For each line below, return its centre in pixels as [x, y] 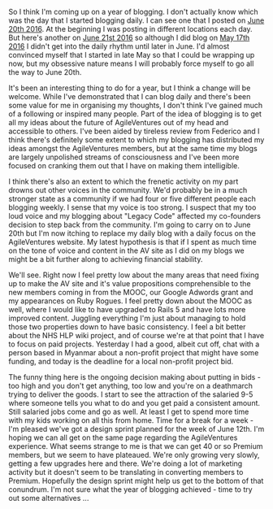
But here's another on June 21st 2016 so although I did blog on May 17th [129, 37]
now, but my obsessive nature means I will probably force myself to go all [131, 63]
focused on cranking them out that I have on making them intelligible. [124, 165]
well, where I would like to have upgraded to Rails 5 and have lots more [127, 309]
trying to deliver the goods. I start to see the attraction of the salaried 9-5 [131, 394]
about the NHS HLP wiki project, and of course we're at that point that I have [136, 335]
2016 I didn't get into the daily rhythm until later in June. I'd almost [119, 46]
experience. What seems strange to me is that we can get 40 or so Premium [136, 446]
